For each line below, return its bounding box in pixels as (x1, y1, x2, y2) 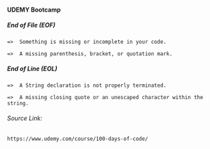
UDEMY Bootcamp (7, 5, 61, 14)
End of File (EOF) (7, 21, 56, 29)
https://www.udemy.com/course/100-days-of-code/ (7, 135, 148, 142)
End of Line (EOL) (7, 65, 57, 73)
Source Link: (7, 114, 43, 122)
